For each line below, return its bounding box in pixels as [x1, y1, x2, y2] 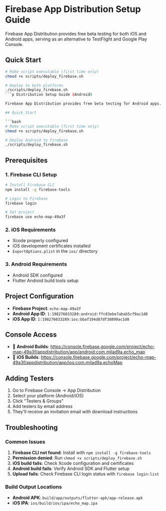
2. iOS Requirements [5, 226, 56, 233]
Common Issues [5, 438, 46, 445]
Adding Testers [5, 374, 54, 382]
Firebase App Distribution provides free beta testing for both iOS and [5, 31, 147, 37]
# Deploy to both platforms [5, 83, 64, 88]
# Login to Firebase [5, 196, 48, 201]
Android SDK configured [12, 272, 63, 278]
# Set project [5, 210, 35, 215]
